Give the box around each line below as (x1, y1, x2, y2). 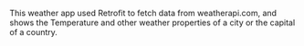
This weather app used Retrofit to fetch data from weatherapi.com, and (9, 8, 277, 18)
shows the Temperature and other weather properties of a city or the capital (9, 17, 296, 28)
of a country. (9, 27, 58, 37)
